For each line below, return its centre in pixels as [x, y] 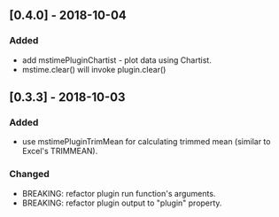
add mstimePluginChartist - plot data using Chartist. [117, 60]
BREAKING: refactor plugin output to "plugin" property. [122, 203]
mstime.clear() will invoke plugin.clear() [94, 69]
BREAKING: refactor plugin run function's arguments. [119, 193]
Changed [30, 174]
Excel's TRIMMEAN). [60, 151]
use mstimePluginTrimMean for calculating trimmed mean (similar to [146, 142]
